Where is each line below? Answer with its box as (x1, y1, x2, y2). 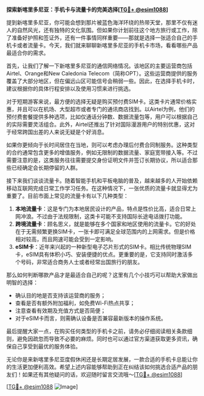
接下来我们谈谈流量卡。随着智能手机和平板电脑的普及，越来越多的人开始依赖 (6, 177, 198, 184)
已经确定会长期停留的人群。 (11, 164, 81, 171)
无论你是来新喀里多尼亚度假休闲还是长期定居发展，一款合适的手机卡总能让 (6, 356, 192, 363)
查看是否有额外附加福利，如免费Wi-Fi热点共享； (15, 299, 135, 307)
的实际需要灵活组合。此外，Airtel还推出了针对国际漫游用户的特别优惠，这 (6, 121, 190, 128)
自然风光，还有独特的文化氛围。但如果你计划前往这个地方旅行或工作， (16, 27, 192, 33)
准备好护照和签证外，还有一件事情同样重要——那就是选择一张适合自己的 (11, 34, 192, 41)
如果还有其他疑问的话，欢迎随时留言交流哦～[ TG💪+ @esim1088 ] (22, 371, 183, 378)
